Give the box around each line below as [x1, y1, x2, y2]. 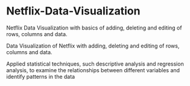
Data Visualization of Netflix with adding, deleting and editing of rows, [6, 42, 180, 49]
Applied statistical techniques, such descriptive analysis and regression [6, 60, 184, 67]
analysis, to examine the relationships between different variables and [6, 66, 180, 73]
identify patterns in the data [6, 73, 75, 80]
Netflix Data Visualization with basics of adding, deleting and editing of [6, 24, 182, 31]
